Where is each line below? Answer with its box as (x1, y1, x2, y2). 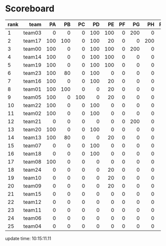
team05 (23, 94, 42, 101)
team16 (23, 77, 42, 84)
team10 (23, 174, 42, 181)
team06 (23, 214, 42, 221)
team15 (23, 190, 42, 197)
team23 (23, 69, 42, 76)
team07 (23, 142, 42, 149)
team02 (23, 110, 42, 117)
